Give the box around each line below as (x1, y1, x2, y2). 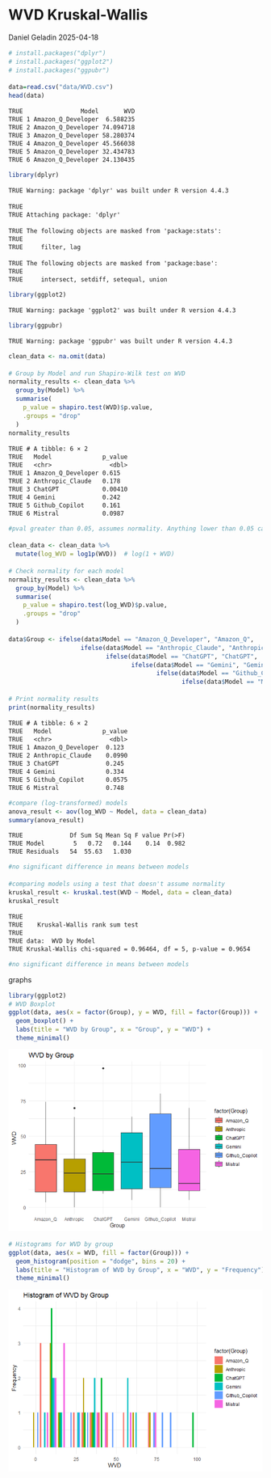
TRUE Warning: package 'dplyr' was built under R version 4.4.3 (8, 187, 229, 195)
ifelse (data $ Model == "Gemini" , (131, 661, 240, 669)
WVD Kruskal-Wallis (8, 6, 148, 24)
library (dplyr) (8, 171, 60, 179)
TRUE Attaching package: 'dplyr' (8, 211, 121, 219)
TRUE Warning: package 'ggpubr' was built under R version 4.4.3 (8, 337, 232, 345)
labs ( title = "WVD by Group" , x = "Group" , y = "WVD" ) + (15, 1025, 211, 1034)
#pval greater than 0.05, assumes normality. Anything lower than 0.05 (8, 524, 254, 533)
